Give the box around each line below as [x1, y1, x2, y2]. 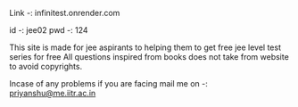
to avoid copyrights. [9, 62, 83, 71]
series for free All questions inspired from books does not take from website [9, 52, 290, 62]
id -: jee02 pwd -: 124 [9, 25, 88, 35]
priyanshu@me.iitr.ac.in [9, 88, 96, 98]
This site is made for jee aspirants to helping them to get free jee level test [9, 42, 281, 53]
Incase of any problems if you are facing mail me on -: [9, 78, 208, 88]
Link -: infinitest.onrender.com [9, 8, 120, 18]
